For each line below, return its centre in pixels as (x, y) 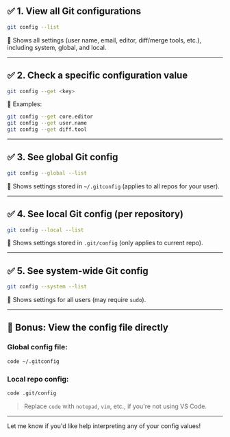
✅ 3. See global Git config (63, 157)
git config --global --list (47, 173)
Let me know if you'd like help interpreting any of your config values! (104, 426)
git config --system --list (47, 287)
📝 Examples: (25, 104)
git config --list (33, 27)
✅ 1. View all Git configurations (74, 11)
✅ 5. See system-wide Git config (78, 271)
